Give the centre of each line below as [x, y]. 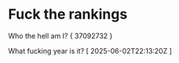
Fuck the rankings [68, 14]
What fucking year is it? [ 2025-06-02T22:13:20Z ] [90, 51]
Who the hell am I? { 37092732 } [60, 36]
